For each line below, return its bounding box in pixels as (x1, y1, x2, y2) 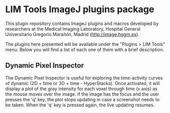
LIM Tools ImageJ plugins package (5, 4, 155, 15)
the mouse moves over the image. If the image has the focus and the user (5, 91, 160, 97)
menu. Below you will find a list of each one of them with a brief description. (5, 46, 164, 52)
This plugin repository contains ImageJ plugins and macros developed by (5, 20, 159, 26)
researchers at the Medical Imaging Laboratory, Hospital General (5, 25, 141, 32)
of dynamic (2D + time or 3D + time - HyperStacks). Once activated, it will (5, 80, 160, 86)
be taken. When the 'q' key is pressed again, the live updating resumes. (5, 102, 155, 108)
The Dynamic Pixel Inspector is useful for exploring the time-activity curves (5, 75, 163, 81)
